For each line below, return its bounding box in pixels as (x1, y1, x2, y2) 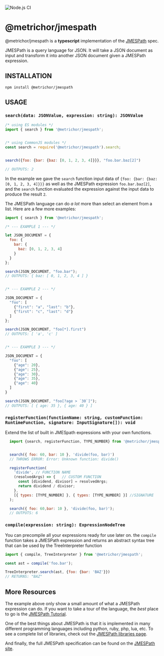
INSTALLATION (5, 72, 52, 80)
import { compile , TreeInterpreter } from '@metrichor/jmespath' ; (5, 552, 143, 557)
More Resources (5, 588, 56, 596)
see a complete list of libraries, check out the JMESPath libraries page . (5, 631, 147, 636)
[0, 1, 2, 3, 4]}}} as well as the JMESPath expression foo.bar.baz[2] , (5, 181, 151, 187)
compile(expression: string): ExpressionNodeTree (5, 522, 125, 528)
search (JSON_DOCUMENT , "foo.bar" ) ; (5, 269, 78, 274)
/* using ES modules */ (5, 123, 54, 128)
